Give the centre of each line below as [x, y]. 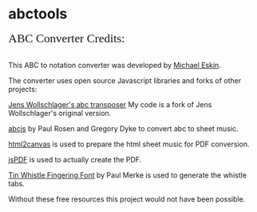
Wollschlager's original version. [60, 113]
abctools [38, 14]
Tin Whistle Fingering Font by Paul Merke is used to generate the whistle [128, 175]
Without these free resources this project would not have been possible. [127, 199]
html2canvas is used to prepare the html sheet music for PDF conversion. [129, 144]
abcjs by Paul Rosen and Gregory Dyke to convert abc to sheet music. [123, 128]
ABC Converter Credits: [67, 38]
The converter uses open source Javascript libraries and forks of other [125, 80]
